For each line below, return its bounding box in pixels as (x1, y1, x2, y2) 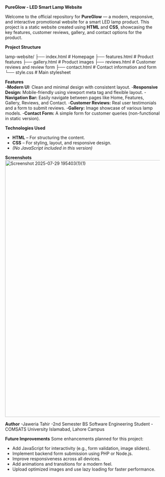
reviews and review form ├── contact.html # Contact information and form (5, 64, 157, 70)
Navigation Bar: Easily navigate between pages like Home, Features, (5, 95, 144, 100)
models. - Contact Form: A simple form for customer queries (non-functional (5, 110, 160, 116)
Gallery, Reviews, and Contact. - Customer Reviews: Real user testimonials (5, 100, 157, 105)
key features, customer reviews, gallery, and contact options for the (5, 30, 142, 35)
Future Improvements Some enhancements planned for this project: (5, 436, 144, 442)
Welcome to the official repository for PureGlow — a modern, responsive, (5, 14, 154, 19)
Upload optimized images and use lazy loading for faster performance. (12, 466, 156, 472)
